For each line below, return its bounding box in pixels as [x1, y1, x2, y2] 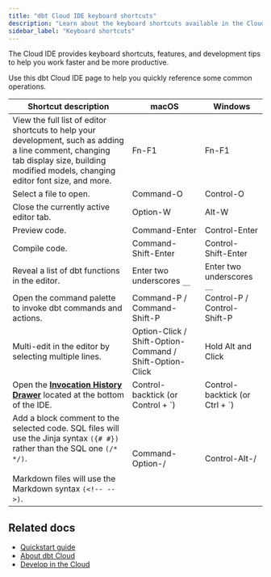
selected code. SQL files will [12, 423, 119, 434]
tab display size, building [12, 155, 106, 166]
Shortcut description [27, 101, 110, 112]
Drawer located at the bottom [12, 390, 125, 401]
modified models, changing [12, 165, 116, 176]
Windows [213, 101, 251, 112]
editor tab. [12, 212, 52, 223]
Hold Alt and [204, 341, 252, 352]
